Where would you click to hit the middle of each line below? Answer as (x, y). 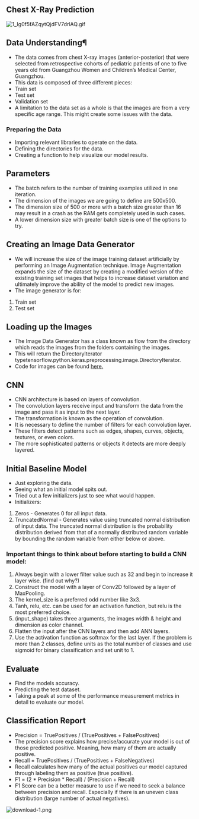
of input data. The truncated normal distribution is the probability (94, 526)
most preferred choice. (43, 612)
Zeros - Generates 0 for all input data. (61, 513)
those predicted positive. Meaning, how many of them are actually (95, 748)
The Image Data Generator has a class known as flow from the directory (102, 341)
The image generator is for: (48, 290)
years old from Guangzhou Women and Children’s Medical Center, (95, 70)
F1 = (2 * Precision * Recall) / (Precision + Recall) (75, 779)
